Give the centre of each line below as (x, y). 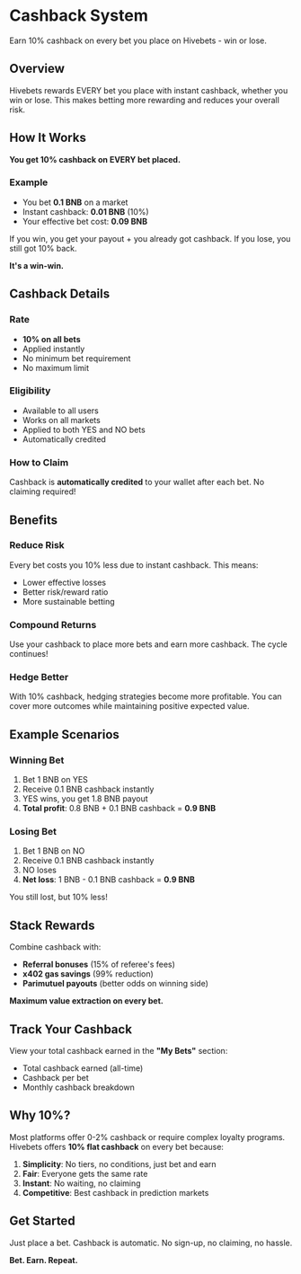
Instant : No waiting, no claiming (81, 1183)
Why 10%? (40, 1115)
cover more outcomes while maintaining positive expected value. (129, 706)
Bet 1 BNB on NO (53, 851)
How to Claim (39, 462)
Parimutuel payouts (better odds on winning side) (115, 984)
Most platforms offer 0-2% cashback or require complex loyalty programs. (147, 1137)
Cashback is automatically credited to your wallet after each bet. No (137, 482)
